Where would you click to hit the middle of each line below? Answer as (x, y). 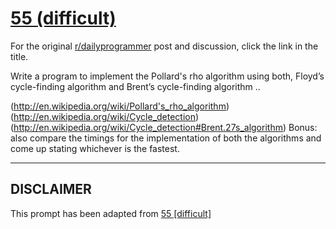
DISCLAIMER (51, 189)
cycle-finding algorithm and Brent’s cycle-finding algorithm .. (135, 86)
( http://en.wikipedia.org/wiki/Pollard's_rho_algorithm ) (120, 106)
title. (19, 56)
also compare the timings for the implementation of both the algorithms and (166, 138)
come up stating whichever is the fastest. (95, 148)
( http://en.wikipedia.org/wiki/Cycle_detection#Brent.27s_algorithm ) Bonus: (164, 127)
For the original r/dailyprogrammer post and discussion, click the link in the (164, 46)
